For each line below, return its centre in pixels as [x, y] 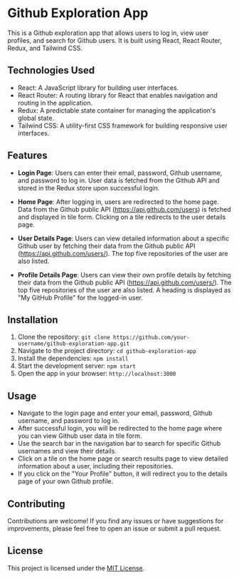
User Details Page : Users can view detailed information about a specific [123, 238]
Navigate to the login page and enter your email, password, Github [115, 413]
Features [27, 156]
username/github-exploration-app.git [74, 344]
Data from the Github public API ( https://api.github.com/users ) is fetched [124, 209]
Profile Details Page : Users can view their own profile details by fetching [124, 275]
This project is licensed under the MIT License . [76, 568]
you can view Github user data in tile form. [80, 436]
